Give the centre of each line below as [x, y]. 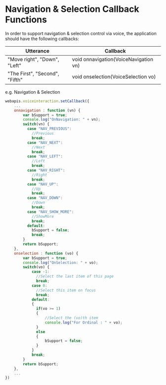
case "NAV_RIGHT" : [46, 170]
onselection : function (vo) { [46, 253]
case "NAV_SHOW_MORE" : [50, 212]
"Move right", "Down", [33, 59]
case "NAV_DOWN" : [45, 198]
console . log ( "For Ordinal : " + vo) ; [83, 322]
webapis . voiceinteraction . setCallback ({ [47, 101]
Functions [26, 20]
